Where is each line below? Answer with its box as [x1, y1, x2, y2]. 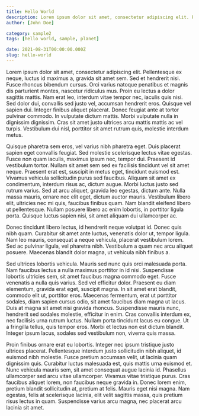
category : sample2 [6, 30, 52, 36]
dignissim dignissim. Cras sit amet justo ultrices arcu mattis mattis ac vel [6, 119, 183, 126]
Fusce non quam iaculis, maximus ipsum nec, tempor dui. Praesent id [6, 155, 176, 162]
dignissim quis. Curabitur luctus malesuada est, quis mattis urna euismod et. [6, 360, 192, 367]
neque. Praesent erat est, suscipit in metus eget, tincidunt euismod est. [6, 168, 180, 175]
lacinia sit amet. [6, 404, 44, 411]
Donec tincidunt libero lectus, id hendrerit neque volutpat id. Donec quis [6, 223, 182, 231]
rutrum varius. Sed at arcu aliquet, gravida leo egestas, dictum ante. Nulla [6, 187, 185, 194]
